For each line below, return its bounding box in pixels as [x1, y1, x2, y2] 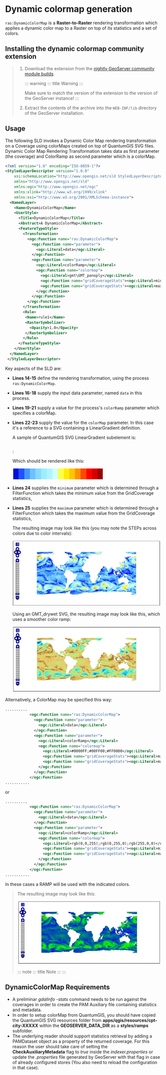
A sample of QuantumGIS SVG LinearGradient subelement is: [12, 434, 136, 440]
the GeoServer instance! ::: [24, 95, 80, 101]
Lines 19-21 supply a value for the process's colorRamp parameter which [12, 405, 160, 411]
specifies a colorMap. [12, 410, 57, 416]
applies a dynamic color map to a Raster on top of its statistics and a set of [5, 25, 157, 31]
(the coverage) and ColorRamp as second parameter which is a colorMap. [5, 153, 156, 159]
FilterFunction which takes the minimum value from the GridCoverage [12, 490, 154, 496]
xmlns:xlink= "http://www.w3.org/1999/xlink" [14, 189, 107, 194]
